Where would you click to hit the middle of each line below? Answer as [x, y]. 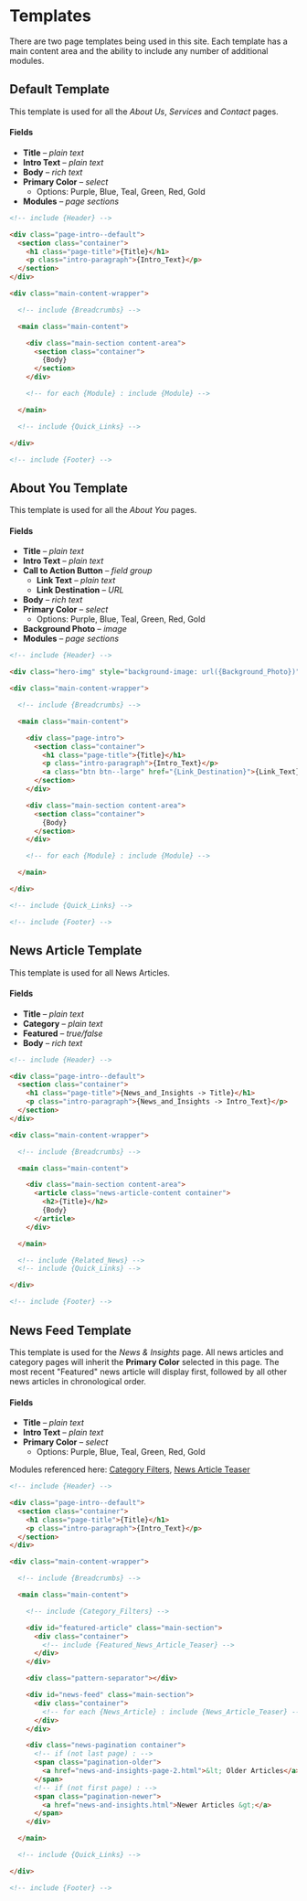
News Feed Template [70, 1330]
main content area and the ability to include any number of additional [139, 50]
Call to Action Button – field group [87, 571]
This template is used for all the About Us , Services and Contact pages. [144, 112]
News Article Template [76, 950]
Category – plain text [63, 1023]
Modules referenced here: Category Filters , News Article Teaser [130, 1469]
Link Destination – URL [80, 590]
